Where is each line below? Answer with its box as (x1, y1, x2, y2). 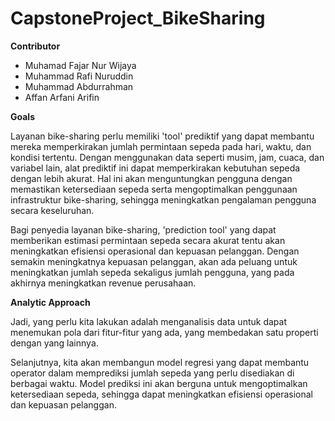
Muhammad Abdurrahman (24, 80, 134, 92)
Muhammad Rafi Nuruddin (24, 70, 134, 82)
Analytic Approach (10, 296, 91, 308)
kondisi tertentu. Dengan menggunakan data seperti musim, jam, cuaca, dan (10, 151, 325, 163)
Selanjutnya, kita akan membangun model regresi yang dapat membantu (10, 356, 310, 368)
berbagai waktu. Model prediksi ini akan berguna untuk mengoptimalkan (10, 377, 308, 389)
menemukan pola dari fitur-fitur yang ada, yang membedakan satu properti (10, 326, 319, 338)
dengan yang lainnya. (10, 337, 99, 349)
